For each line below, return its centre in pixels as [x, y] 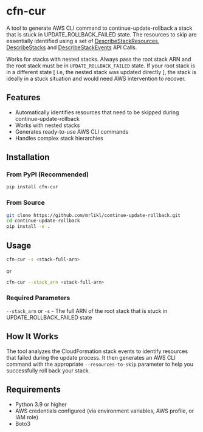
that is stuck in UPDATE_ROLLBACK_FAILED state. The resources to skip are [101, 34]
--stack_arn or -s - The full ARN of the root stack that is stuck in [87, 311]
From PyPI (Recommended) [48, 174]
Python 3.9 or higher [41, 404]
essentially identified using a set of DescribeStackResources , [83, 41]
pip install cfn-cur [33, 187]
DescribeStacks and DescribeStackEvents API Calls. [72, 47]
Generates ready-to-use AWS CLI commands [72, 131]
